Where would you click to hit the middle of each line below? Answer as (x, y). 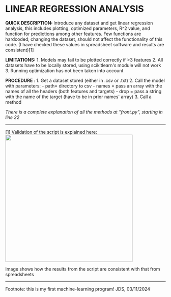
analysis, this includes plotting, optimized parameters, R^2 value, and (78, 28)
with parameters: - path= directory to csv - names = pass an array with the (84, 86)
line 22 (12, 117)
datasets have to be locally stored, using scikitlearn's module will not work (83, 65)
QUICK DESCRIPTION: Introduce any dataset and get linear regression (79, 23)
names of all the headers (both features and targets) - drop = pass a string (83, 91)
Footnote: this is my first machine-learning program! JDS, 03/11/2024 (78, 289)
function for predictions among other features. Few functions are (73, 34)
